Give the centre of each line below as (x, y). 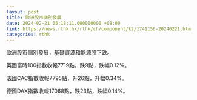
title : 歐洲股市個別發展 (34, 18)
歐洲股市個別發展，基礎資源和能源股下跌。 (59, 53)
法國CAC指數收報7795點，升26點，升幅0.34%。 (67, 78)
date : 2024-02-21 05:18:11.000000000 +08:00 (63, 23)
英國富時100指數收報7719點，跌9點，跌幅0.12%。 (68, 65)
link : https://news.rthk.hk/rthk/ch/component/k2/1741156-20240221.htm (98, 29)
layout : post (23, 12)
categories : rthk (28, 35)
